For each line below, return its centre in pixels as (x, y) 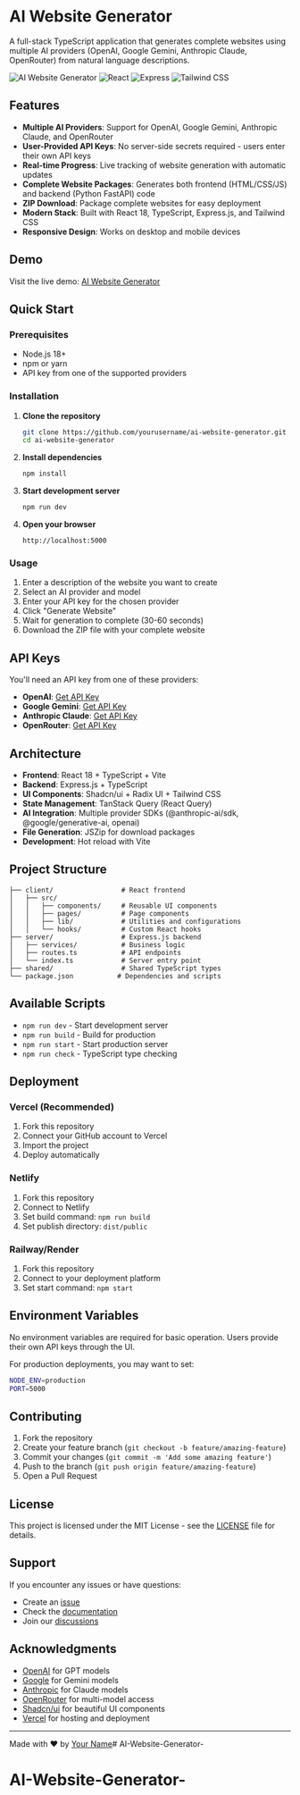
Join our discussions (60, 1621)
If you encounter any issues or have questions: (95, 1584)
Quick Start (42, 309)
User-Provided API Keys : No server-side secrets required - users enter (154, 146)
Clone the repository (61, 415)
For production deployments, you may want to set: (102, 1363)
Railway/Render (44, 1249)
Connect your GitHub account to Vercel (95, 1136)
